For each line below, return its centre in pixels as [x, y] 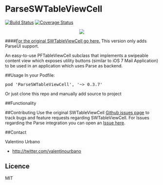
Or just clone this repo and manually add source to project [63, 94]
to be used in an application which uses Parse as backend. [64, 66]
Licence [18, 166]
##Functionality [21, 103]
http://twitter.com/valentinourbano [47, 151]
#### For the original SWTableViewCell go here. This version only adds [76, 41]
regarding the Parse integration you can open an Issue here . [65, 123]
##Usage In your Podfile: [30, 75]
